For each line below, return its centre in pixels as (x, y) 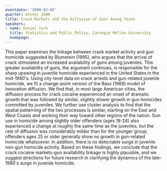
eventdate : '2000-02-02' (31, 10)
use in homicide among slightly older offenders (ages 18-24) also (72, 121)
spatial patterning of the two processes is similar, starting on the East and (81, 110)
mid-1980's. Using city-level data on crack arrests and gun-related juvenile (82, 78)
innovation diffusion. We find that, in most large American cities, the (75, 89)
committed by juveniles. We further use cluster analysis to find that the (78, 105)
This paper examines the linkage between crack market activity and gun (79, 52)
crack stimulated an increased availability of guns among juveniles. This (79, 62)
